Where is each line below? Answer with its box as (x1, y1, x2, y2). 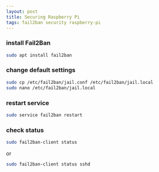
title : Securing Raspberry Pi (6, 14, 80, 20)
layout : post (6, 8, 38, 15)
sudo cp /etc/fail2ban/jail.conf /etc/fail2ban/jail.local (6, 79, 154, 85)
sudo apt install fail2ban (6, 52, 72, 58)
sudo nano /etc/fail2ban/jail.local (6, 85, 96, 91)
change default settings (6, 66, 76, 74)
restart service (6, 99, 50, 107)
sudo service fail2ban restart (6, 112, 83, 118)
